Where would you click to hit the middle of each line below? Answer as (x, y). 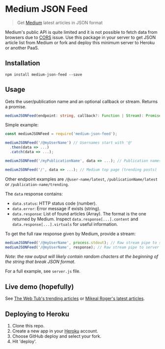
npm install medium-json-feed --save (44, 75)
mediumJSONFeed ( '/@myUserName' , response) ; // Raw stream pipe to (74, 247)
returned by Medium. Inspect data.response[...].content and (75, 219)
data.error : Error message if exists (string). (56, 208)
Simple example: (22, 125)
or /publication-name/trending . (37, 184)
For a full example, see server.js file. (43, 271)
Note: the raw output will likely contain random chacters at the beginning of (82, 257)
